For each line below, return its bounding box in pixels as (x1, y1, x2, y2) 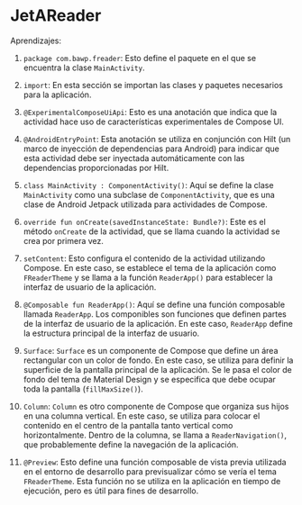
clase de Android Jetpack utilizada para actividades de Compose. (23, 199, 269, 210)
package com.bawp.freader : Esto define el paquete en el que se (23, 52, 256, 63)
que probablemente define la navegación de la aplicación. (23, 438, 239, 450)
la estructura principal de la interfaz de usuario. (23, 328, 200, 338)
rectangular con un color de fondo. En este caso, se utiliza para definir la (23, 355, 294, 365)
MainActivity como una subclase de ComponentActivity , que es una (23, 189, 276, 200)
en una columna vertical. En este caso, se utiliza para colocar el (23, 410, 261, 421)
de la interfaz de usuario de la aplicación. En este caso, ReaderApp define (23, 318, 294, 329)
